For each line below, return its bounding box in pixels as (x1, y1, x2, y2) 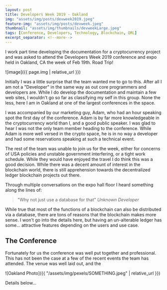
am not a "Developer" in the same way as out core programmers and (5, 84, 147, 90)
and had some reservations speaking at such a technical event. (5, 136, 135, 142)
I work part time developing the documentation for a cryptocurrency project (5, 48, 161, 55)
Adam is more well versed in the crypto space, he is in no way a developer (5, 131, 158, 137)
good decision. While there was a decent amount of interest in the (5, 161, 141, 167)
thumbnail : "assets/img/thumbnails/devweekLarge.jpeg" (5, 26, 122, 31)
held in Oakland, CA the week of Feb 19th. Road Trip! (5, 59, 114, 65)
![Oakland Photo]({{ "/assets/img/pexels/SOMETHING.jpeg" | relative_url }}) (5, 270, 161, 276)
